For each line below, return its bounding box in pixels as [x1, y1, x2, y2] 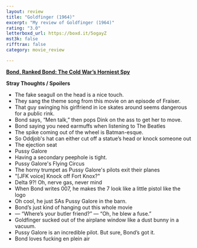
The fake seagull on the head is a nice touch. [14, 91, 124, 98]
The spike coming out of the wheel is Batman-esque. [14, 128, 143, 135]
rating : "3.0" [6, 25, 41, 31]
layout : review [6, 8, 44, 15]
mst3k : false [6, 36, 38, 42]
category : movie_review [6, 47, 65, 53]
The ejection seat [14, 141, 57, 148]
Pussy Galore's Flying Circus [14, 160, 85, 167]
